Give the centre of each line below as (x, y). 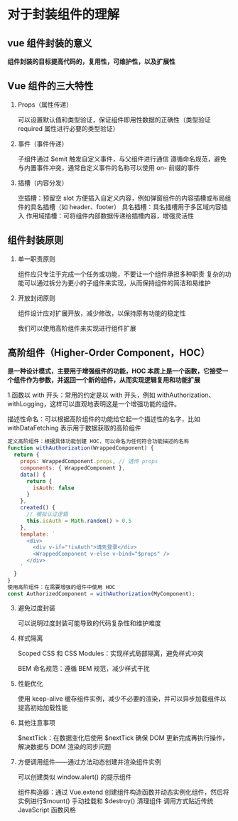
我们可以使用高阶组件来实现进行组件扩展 (77, 328)
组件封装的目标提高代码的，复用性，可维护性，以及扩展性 (91, 62)
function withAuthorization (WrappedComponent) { (81, 448)
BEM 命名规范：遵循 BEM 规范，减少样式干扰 (84, 669)
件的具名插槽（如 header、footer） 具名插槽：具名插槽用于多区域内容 (119, 206)
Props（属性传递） (45, 105)
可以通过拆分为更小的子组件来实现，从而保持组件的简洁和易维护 (117, 282)
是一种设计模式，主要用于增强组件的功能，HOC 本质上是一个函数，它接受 (115, 371)
